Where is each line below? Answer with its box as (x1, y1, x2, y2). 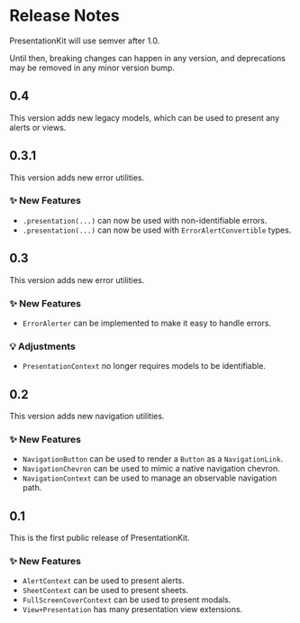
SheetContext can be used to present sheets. (22, 585, 189, 596)
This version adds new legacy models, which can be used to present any (9, 112, 280, 123)
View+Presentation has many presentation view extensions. (22, 604, 243, 615)
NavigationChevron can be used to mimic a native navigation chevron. (22, 463, 281, 474)
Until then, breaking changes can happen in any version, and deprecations (9, 52, 286, 63)
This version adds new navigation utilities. (9, 411, 165, 422)
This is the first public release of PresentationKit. (9, 533, 191, 544)
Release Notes (9, 5, 120, 26)
